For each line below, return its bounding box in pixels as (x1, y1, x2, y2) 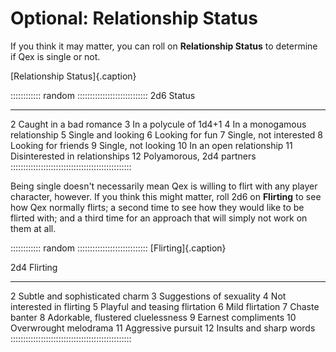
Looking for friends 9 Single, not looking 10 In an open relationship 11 (10, 139, 293, 151)
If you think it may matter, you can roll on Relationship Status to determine (10, 40, 318, 52)
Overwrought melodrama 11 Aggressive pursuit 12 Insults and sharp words (10, 322, 316, 334)
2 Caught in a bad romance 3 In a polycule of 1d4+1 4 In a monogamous (10, 118, 307, 130)
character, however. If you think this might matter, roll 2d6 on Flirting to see (10, 190, 322, 202)
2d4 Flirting (10, 261, 58, 273)
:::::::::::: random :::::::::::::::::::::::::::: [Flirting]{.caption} (10, 242, 227, 254)
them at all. (10, 222, 57, 234)
